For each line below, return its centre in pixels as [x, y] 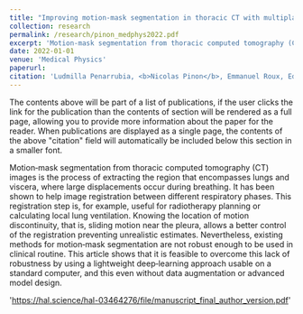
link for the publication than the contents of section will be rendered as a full [151, 111]
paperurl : [28, 69]
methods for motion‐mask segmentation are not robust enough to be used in [151, 244]
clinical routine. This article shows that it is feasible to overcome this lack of [150, 254]
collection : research [50, 26]
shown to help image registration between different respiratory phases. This [150, 196]
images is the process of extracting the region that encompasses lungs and [150, 177]
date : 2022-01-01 [42, 51]
